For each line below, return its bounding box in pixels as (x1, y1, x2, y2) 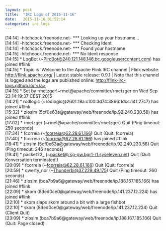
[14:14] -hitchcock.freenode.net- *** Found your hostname (5, 45, 126, 51)
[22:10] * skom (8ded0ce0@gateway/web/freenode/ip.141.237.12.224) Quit (5, 205, 158, 211)
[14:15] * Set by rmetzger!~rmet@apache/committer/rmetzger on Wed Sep (5, 88, 158, 94)
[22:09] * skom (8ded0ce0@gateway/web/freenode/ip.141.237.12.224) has (5, 189, 158, 195)
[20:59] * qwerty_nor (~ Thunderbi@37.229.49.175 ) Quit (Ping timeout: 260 (5, 168, 158, 174)
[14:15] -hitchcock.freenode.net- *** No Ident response (5, 51, 118, 57)
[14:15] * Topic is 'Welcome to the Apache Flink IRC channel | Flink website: (5, 67, 160, 73)
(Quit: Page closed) (5, 221, 45, 227)
